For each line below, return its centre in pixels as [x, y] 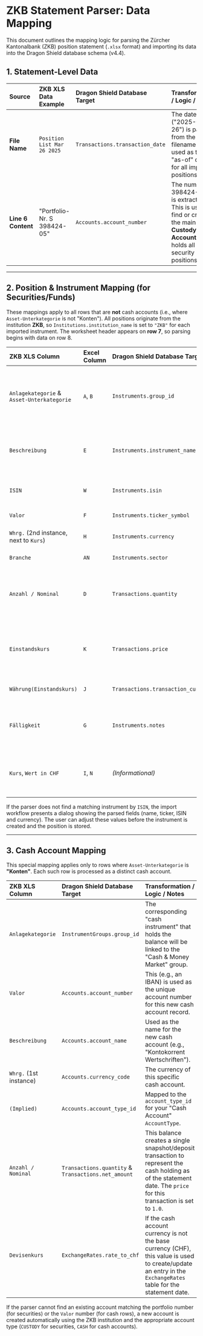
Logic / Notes [165, 894]
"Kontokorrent [165, 1052]
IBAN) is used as [168, 982]
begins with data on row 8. [39, 337]
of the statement [168, 1178]
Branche [20, 557]
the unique [160, 990]
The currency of [168, 1070]
